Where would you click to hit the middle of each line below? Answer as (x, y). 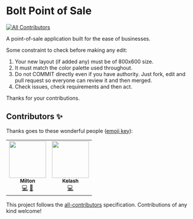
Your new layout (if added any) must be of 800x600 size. (84, 61)
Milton (27, 181)
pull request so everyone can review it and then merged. (83, 80)
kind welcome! (24, 211)
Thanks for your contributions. (43, 98)
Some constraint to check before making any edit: (67, 50)
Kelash (70, 181)
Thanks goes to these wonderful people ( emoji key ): (70, 130)
